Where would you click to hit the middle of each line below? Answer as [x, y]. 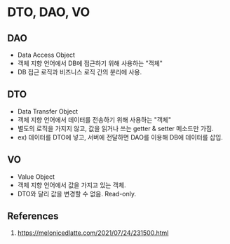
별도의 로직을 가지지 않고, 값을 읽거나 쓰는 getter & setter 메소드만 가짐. [115, 128]
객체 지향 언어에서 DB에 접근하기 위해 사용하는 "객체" [90, 63]
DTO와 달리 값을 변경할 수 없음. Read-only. [77, 194]
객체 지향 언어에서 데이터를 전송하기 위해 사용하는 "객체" [94, 119]
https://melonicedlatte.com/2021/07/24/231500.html [93, 233]
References [33, 216]
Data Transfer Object [48, 111]
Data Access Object [46, 55]
